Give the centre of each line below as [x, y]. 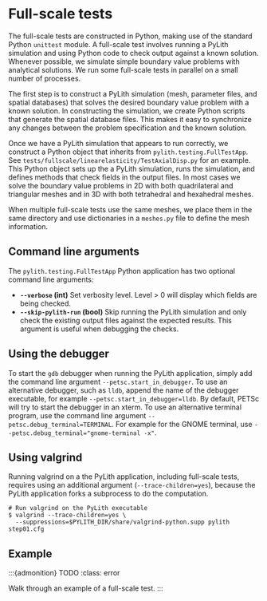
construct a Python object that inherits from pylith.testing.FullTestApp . [128, 152]
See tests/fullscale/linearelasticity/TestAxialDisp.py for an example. [130, 160]
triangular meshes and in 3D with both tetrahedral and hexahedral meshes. [131, 194]
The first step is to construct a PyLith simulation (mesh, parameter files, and [133, 93]
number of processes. [45, 78]
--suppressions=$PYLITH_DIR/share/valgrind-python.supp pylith [122, 522]
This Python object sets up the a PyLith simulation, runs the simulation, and [132, 168]
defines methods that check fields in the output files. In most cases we [124, 177]
